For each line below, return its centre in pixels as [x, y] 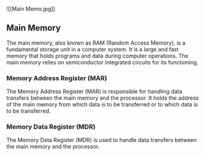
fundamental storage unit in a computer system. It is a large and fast [93, 49]
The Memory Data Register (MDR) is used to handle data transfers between [102, 140]
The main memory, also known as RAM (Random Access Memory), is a [96, 43]
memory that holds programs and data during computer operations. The [97, 56]
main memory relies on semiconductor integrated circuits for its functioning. [102, 62]
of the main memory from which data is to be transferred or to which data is [102, 105]
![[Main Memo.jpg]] [31, 9]
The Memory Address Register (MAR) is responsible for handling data [94, 92]
